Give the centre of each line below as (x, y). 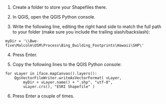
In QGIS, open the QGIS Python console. (54, 17)
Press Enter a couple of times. (43, 96)
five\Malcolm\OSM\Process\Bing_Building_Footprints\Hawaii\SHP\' (74, 45)
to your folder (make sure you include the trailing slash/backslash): (81, 32)
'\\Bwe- (31, 41)
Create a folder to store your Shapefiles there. (60, 7)
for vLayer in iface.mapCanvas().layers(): (51, 73)
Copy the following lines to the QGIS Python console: (67, 64)
